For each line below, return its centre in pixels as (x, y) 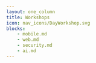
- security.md (35, 46)
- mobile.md (32, 34)
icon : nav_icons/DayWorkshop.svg (48, 23)
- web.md (28, 40)
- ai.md (27, 51)
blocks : (16, 28)
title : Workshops (28, 17)
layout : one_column (31, 12)
